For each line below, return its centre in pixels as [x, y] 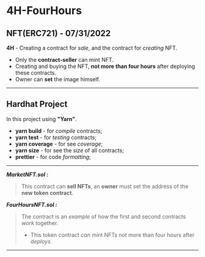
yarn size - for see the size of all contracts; [69, 150]
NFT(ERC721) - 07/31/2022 [59, 33]
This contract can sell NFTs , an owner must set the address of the [105, 186]
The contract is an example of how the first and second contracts [103, 216]
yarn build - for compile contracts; [59, 131]
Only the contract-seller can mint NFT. [64, 60]
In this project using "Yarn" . [42, 119]
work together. [40, 223]
